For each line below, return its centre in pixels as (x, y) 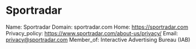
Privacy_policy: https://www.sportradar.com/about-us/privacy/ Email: (92, 33)
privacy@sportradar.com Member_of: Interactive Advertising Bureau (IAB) (98, 39)
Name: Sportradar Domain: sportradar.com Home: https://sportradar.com (97, 27)
